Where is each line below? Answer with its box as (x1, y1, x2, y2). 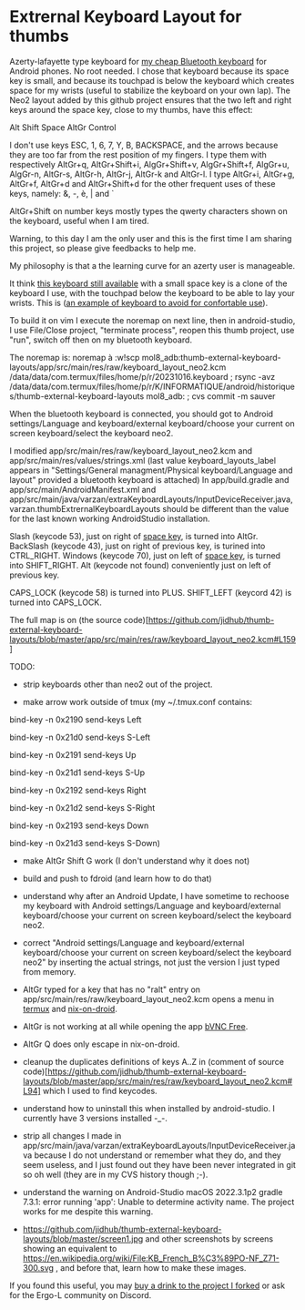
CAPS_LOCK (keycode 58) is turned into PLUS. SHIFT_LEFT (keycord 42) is (9, 587, 292, 598)
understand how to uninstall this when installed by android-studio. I (22, 1102, 276, 1113)
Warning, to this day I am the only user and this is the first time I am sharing (9, 232, 292, 243)
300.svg (22, 1262, 55, 1273)
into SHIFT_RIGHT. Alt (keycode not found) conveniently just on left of (9, 559, 271, 570)
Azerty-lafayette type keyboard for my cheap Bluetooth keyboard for (9, 56, 267, 67)
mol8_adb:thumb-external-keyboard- (141, 352, 281, 363)
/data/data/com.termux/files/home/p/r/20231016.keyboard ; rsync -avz (9, 371, 276, 382)
